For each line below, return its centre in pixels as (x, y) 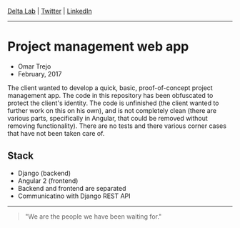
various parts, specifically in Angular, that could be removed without (108, 118)
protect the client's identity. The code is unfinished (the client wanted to (113, 103)
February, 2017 (40, 74)
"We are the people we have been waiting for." (93, 216)
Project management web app (98, 47)
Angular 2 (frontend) (48, 180)
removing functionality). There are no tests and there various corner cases (117, 126)
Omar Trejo (34, 66)
